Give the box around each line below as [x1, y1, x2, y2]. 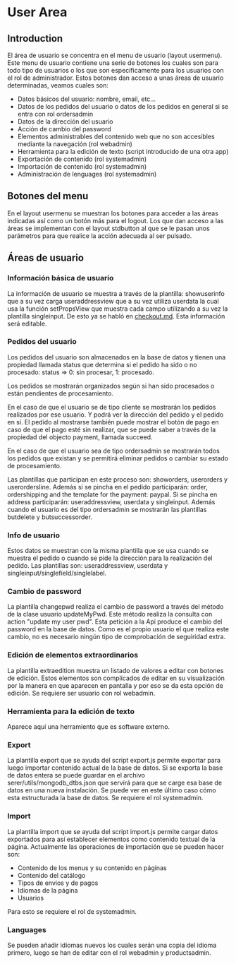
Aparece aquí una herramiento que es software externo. [7, 722, 170, 731]
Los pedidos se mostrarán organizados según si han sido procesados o [7, 381, 215, 390]
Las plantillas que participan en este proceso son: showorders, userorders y [7, 475, 228, 484]
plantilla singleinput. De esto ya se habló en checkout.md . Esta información [7, 311, 225, 320]
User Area [7, 4, 68, 20]
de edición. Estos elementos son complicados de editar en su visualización [7, 674, 225, 682]
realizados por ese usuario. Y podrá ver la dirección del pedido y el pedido [7, 410, 224, 419]
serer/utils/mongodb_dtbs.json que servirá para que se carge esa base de [7, 778, 223, 787]
